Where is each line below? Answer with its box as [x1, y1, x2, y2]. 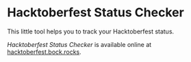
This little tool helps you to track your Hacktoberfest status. [7, 27, 175, 35]
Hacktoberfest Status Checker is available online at [7, 40, 152, 48]
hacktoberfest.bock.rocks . [7, 48, 82, 56]
